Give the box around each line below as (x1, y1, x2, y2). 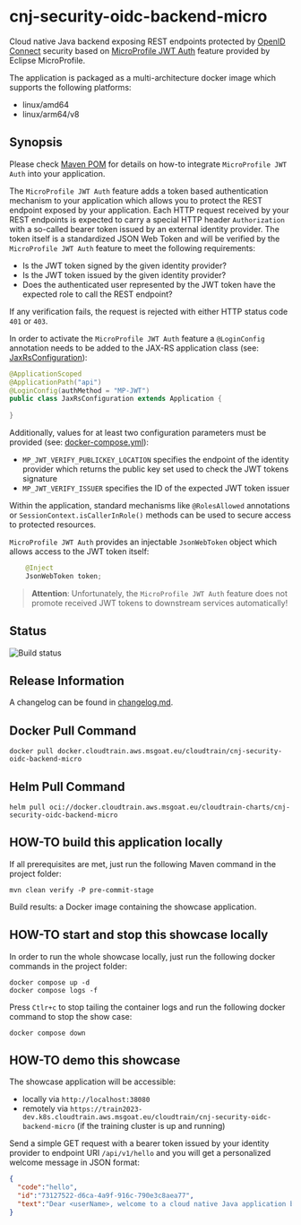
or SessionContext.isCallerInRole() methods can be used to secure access (9, 509, 291, 520)
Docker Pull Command (9, 723, 137, 738)
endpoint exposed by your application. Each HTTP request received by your (9, 204, 289, 215)
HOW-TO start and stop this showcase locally (9, 927, 269, 943)
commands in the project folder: (9, 960, 128, 971)
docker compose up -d (9, 977, 90, 987)
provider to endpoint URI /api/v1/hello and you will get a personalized (9, 1148, 271, 1159)
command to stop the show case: (9, 1011, 133, 1021)
